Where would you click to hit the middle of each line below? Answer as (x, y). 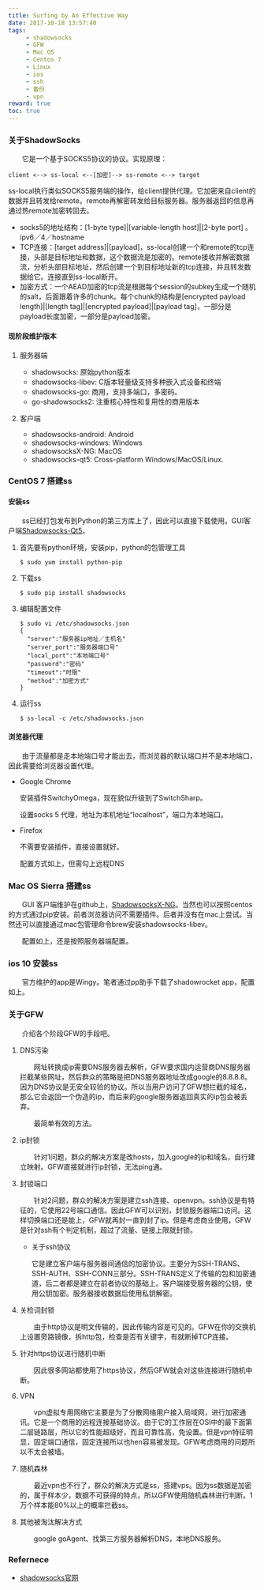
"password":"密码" (56, 664)
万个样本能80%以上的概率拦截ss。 (76, 1505)
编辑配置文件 (40, 608)
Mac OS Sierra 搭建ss (50, 886)
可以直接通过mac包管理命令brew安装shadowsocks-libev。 (117, 925)
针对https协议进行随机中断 (63, 1353)
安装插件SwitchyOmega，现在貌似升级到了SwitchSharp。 (113, 797)
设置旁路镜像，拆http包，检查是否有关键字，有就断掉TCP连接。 (130, 1336)
